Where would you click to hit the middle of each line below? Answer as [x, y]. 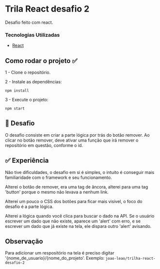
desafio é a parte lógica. [29, 206]
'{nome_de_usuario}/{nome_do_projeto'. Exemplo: [55, 258]
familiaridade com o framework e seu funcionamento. [59, 177]
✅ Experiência [27, 161]
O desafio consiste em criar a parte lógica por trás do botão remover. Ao [77, 135]
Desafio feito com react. [29, 22]
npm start [15, 109]
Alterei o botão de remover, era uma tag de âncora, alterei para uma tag [77, 187]
